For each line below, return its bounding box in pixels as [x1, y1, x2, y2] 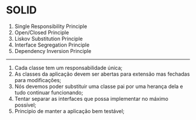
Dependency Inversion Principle [14, 47, 92, 54]
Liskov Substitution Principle [14, 35, 83, 42]
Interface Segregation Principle [14, 41, 90, 48]
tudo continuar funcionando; [14, 89, 83, 96]
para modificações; [14, 76, 61, 83]
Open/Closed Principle [14, 29, 69, 36]
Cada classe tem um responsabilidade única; [14, 64, 123, 71]
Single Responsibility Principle [14, 23, 87, 30]
